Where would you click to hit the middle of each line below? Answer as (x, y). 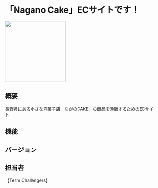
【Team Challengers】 (27, 180)
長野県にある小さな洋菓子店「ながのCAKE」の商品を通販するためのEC (75, 109)
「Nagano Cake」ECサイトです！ (72, 10)
